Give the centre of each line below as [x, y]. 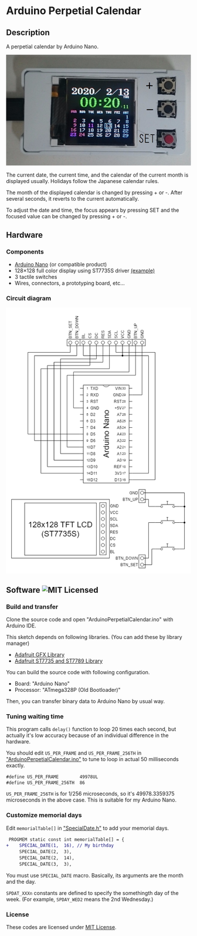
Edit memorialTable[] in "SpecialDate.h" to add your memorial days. [87, 828]
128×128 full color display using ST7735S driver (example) [85, 271]
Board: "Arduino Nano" [42, 684]
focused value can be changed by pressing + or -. [67, 217]
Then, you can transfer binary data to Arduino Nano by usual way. [86, 701]
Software [23, 590]
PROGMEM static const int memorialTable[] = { [67, 839]
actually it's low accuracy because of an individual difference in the [87, 735]
